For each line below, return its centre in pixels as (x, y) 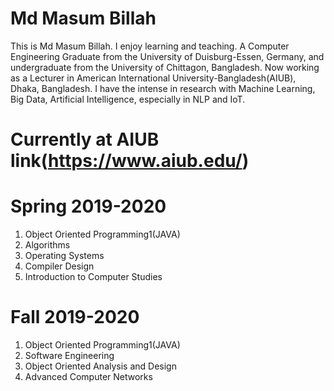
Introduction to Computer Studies (93, 277)
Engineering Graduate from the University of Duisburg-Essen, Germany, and (167, 56)
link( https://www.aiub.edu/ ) (130, 161)
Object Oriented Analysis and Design (100, 366)
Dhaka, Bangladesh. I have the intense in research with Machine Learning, (163, 88)
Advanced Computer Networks (88, 376)
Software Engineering (69, 355)
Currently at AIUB (85, 139)
